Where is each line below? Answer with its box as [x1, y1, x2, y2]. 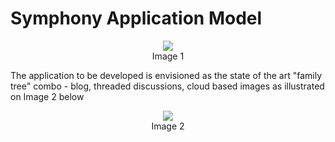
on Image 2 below [10, 90, 85, 102]
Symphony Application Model [10, 7, 263, 30]
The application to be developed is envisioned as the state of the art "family [10, 69, 323, 81]
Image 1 [151, 50, 185, 62]
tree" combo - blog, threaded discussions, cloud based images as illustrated [10, 80, 325, 92]
